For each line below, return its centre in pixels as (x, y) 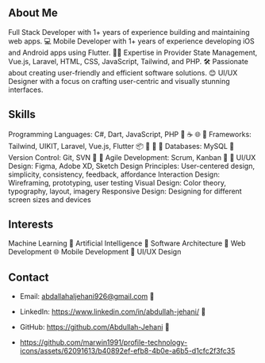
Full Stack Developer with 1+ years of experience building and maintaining (129, 32)
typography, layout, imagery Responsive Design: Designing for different (125, 191)
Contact (29, 277)
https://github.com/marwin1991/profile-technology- (104, 342)
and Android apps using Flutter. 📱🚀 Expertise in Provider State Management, (133, 52)
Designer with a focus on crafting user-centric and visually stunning (119, 81)
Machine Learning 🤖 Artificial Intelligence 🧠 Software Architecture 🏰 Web (127, 243)
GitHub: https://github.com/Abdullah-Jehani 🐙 (94, 327)
